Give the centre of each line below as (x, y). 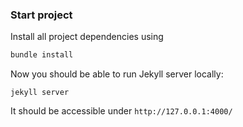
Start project (41, 15)
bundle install (42, 55)
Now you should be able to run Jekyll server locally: (117, 74)
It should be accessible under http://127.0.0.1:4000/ (121, 111)
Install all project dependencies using (87, 37)
